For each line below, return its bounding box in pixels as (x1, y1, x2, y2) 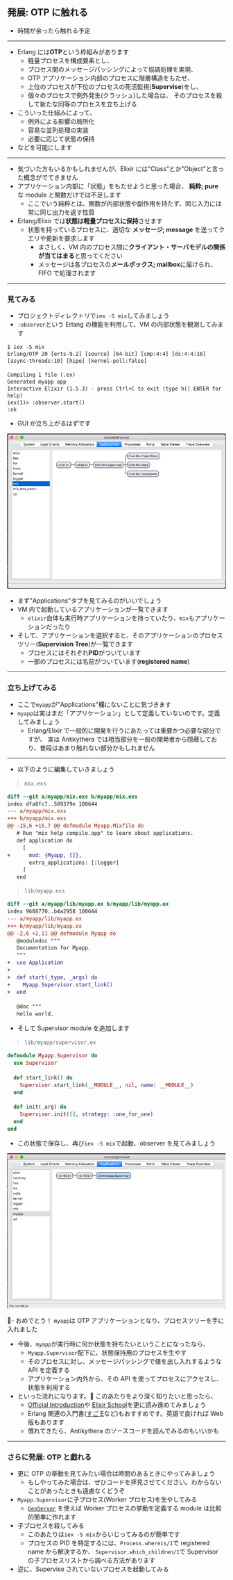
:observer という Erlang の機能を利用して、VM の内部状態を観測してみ (17, 320, 218, 329)
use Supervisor (13, 1059, 58, 1066)
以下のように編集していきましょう (17, 765, 115, 773)
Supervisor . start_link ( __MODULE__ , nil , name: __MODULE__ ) (19, 1082, 194, 1089)
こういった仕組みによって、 (17, 108, 96, 117)
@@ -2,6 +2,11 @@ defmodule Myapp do (7, 930, 116, 937)
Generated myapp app (7, 378, 67, 386)
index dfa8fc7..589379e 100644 (7, 800, 98, 808)
